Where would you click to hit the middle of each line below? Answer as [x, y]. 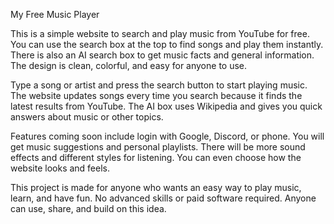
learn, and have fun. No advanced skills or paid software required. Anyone [163, 198]
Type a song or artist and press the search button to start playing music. [159, 85]
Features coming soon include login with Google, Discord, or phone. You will [167, 136]
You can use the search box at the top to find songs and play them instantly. [167, 44]
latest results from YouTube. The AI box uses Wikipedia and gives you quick [166, 106]
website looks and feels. [60, 168]
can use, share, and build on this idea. [88, 208]
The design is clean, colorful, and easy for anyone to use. [129, 65]
